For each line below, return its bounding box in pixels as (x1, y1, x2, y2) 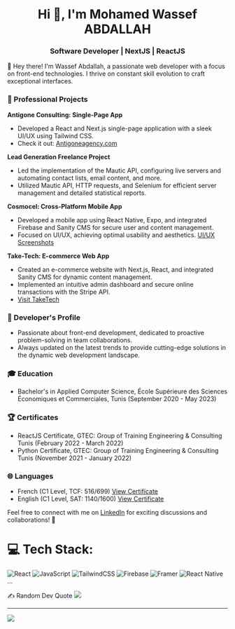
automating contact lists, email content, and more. (17, 173, 162, 182)
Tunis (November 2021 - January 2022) (17, 454, 131, 462)
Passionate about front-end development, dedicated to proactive (17, 329, 205, 337)
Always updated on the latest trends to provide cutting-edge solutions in (17, 344, 226, 352)
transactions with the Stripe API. (17, 288, 111, 296)
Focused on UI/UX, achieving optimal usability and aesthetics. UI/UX (17, 231, 215, 239)
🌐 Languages (7, 471, 54, 481)
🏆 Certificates (7, 413, 59, 423)
